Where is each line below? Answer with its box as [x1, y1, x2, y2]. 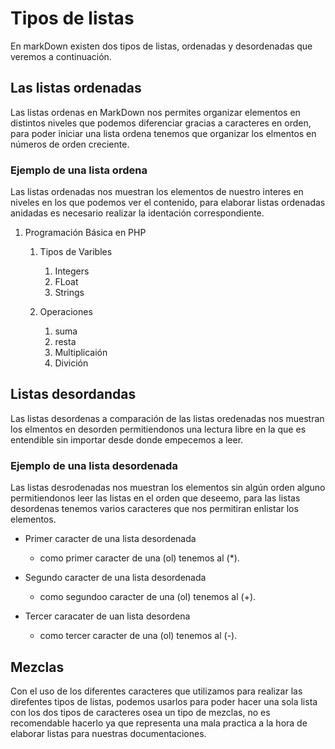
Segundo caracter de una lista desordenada [24, 572, 207, 584]
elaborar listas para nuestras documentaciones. [10, 727, 207, 739]
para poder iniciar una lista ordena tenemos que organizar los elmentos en [10, 127, 317, 139]
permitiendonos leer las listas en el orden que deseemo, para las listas [10, 492, 301, 504]
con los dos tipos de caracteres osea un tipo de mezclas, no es [10, 706, 271, 718]
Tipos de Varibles [39, 246, 113, 258]
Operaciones [39, 306, 93, 318]
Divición [54, 357, 89, 369]
